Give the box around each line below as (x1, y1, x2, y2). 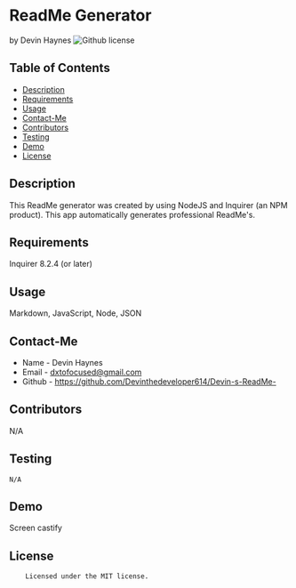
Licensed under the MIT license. (25, 572, 149, 581)
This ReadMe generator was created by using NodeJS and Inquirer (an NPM (9, 199, 288, 210)
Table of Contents (9, 60, 111, 76)
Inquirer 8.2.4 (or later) (9, 259, 93, 270)
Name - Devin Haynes (21, 358, 104, 367)
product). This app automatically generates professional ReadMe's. (9, 209, 256, 220)
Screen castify (9, 522, 62, 534)
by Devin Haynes (9, 35, 72, 45)
